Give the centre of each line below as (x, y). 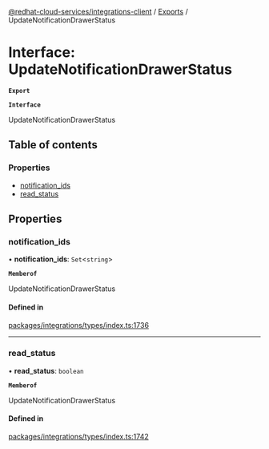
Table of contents (53, 145)
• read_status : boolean (46, 370)
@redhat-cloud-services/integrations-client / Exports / (98, 12)
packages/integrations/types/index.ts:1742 (79, 437)
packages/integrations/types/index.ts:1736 (79, 325)
